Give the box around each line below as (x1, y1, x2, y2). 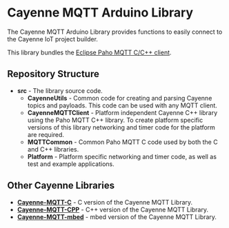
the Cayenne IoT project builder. (7, 34, 99, 43)
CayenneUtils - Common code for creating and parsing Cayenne (27, 94, 212, 102)
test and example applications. (27, 160, 115, 168)
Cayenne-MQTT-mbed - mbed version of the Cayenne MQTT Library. (17, 212, 217, 221)
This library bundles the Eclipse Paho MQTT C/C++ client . (7, 48, 172, 56)
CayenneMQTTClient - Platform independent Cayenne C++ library (27, 108, 218, 116)
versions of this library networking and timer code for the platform (27, 123, 216, 132)
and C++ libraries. (27, 145, 79, 153)
